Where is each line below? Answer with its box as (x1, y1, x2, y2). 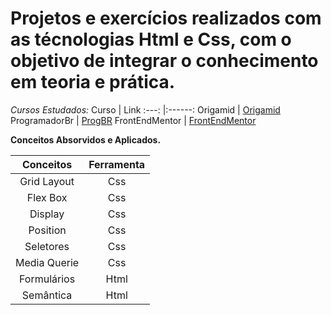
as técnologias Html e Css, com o (10, 28, 292, 51)
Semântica (21, 288, 73, 302)
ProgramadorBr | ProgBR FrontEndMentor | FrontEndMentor (10, 114, 257, 126)
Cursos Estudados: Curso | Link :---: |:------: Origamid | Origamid (10, 103, 281, 116)
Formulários (19, 272, 76, 286)
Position (28, 223, 67, 237)
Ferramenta (88, 157, 146, 171)
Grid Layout (19, 174, 75, 188)
